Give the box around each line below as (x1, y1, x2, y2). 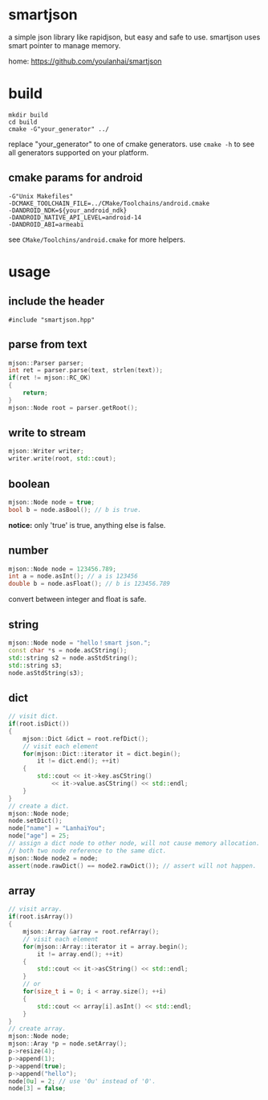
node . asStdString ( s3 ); (8, 669, 84, 677)
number (8, 544, 49, 558)
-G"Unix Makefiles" (8, 192, 74, 200)
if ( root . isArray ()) (8, 913, 74, 921)
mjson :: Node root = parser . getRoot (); (8, 403, 138, 411)
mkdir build (8, 111, 48, 119)
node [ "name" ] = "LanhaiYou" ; (8, 824, 106, 832)
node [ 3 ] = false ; (8, 1085, 67, 1093)
